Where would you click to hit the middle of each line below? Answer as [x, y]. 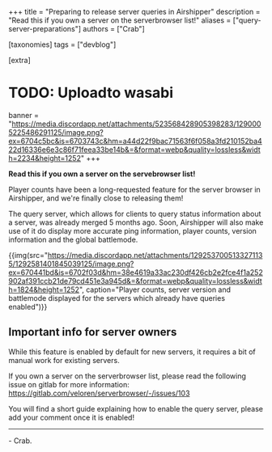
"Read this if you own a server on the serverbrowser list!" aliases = [120, 20]
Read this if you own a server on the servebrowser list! [102, 174]
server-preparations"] [45, 29]
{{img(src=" [28, 255]
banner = [23, 115]
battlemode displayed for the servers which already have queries [117, 298]
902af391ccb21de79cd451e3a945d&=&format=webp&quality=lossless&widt [136, 281]
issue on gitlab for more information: [69, 384]
